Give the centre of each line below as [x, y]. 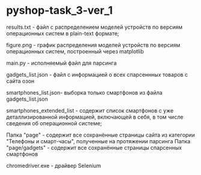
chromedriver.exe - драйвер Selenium [54, 165]
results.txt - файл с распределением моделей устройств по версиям [94, 27]
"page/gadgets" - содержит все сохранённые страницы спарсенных [94, 147]
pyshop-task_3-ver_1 [59, 10]
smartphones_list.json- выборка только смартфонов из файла [85, 92]
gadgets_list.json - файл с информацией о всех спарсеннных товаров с [97, 74]
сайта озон [20, 81]
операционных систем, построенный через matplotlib [75, 51]
